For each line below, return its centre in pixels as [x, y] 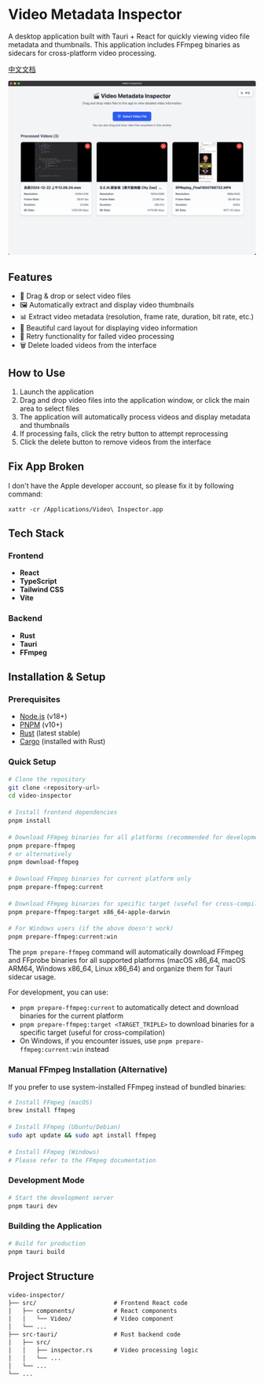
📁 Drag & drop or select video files [75, 296]
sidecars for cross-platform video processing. [82, 53]
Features [30, 277]
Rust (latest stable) [50, 733]
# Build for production [47, 1243]
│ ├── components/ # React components [93, 1311]
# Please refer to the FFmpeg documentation [82, 1160]
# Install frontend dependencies [63, 813]
